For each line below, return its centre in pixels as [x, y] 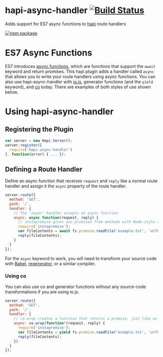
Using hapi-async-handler [59, 112]
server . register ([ [24, 145]
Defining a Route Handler [44, 169]
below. [12, 92]
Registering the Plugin [39, 129]
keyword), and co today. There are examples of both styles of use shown [78, 87]
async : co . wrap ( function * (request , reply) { [59, 323]
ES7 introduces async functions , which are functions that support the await [80, 66]
